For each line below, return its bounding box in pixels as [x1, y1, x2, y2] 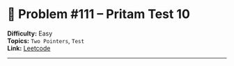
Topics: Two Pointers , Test [7, 36, 85, 44]
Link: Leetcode [7, 44, 51, 52]
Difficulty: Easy [7, 29, 53, 38]
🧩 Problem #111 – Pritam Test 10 [7, 6, 190, 22]
